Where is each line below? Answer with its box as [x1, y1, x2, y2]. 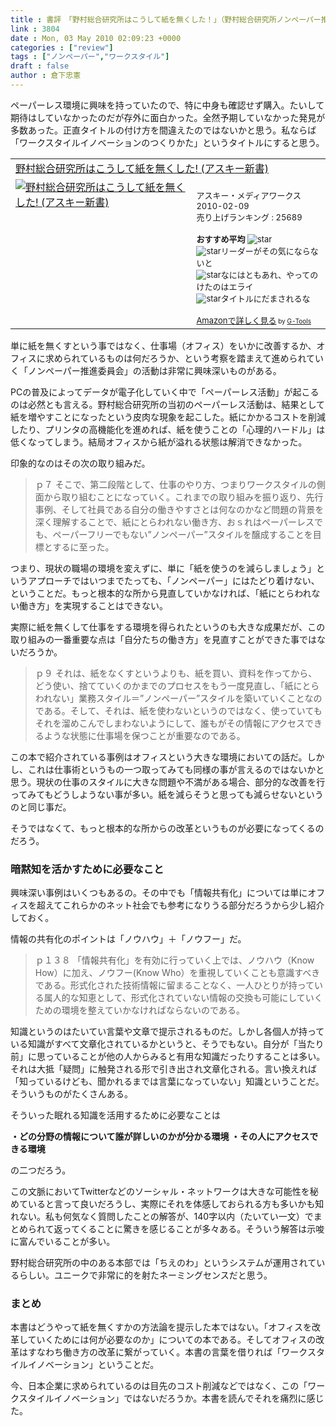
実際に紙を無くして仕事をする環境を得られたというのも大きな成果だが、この [10, 621, 326, 633]
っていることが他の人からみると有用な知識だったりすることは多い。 [44, 1051, 326, 1063]
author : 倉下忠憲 [10, 71, 82, 81]
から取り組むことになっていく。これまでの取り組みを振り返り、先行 [43, 491, 324, 503]
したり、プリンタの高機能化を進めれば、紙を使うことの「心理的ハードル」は [10, 423, 326, 435]
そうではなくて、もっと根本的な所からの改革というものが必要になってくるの [10, 822, 325, 834]
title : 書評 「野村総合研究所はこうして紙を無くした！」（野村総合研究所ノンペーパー [10, 14, 322, 25]
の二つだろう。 [10, 1164, 72, 1176]
